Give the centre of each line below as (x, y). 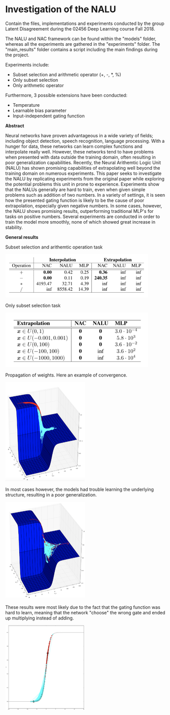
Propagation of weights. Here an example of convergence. (66, 375)
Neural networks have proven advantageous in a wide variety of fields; (79, 135)
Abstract (15, 126)
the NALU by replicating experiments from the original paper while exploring (85, 178)
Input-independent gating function (48, 116)
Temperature (26, 105)
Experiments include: (27, 65)
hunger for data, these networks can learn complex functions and (74, 146)
